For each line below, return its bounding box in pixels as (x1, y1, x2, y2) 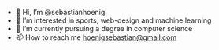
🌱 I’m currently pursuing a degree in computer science (15, 24, 193, 33)
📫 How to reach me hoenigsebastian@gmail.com (15, 33, 177, 42)
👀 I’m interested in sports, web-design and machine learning (15, 16, 212, 25)
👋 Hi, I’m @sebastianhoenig (15, 8, 106, 16)
